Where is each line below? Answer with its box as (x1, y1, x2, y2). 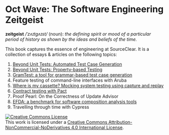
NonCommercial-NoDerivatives (5, 124, 71, 130)
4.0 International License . (71, 124, 124, 130)
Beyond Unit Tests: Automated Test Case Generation (12, 61, 122, 67)
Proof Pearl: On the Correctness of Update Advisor (12, 93, 119, 99)
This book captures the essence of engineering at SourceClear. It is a (5, 46, 149, 52)
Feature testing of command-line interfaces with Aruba (12, 77, 127, 83)
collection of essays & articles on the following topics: (5, 51, 117, 57)
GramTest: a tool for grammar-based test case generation (12, 72, 133, 78)
